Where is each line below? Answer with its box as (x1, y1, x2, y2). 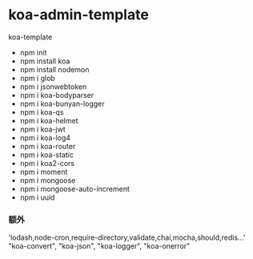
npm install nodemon (19, 64, 90, 74)
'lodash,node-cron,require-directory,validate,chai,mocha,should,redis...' (8, 233, 246, 242)
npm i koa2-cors (19, 158, 74, 168)
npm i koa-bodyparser (19, 90, 94, 99)
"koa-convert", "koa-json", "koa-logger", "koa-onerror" (8, 241, 191, 251)
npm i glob (19, 73, 56, 83)
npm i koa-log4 (19, 132, 70, 142)
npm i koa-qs (19, 107, 64, 117)
